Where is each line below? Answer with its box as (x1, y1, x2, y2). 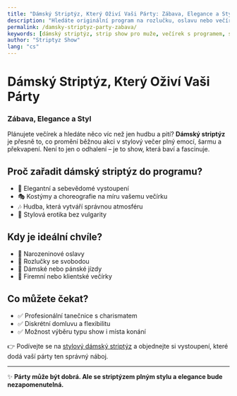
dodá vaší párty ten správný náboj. (7, 351, 109, 361)
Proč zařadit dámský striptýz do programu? (7, 165, 203, 177)
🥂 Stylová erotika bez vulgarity (17, 210, 107, 219)
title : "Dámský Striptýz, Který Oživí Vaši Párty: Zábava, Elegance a (7, 10, 219, 18)
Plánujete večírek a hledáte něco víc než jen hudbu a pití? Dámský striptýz (7, 130, 226, 139)
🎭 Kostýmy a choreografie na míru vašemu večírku (17, 192, 168, 201)
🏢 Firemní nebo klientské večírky (17, 272, 113, 281)
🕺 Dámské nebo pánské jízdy (17, 264, 102, 273)
